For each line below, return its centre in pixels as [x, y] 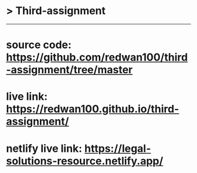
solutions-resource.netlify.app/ [85, 161]
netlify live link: [44, 148]
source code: [39, 45]
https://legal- [118, 148]
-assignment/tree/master [69, 70]
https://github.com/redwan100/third [97, 57]
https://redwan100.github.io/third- [93, 109]
